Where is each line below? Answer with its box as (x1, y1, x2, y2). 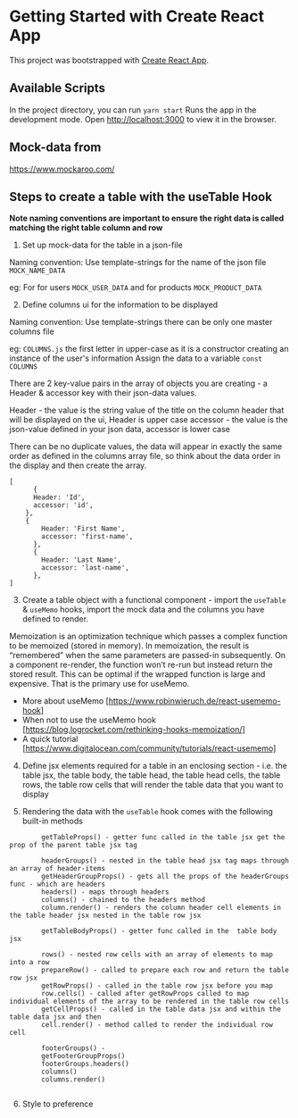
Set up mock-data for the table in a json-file (21, 239, 183, 251)
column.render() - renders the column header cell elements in (41, 904, 281, 913)
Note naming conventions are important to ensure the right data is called (9, 213, 285, 224)
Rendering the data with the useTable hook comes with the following (21, 806, 274, 817)
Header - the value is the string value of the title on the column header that (9, 405, 285, 416)
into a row (9, 958, 50, 967)
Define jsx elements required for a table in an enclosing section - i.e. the (21, 761, 287, 772)
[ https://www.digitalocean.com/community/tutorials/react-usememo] (21, 743, 277, 754)
